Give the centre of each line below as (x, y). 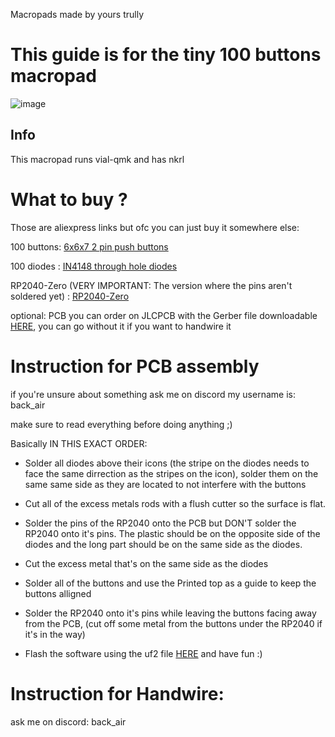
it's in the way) (55, 634)
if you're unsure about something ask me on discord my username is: (153, 394)
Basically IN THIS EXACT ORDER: (79, 443)
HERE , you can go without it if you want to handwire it (121, 326)
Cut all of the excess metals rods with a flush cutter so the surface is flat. (175, 503)
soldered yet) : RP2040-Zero (70, 296)
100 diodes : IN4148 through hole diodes (94, 266)
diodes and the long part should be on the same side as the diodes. (163, 544)
